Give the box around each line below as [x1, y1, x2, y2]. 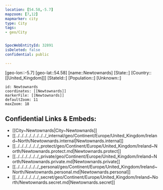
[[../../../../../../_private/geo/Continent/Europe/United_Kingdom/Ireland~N [12, 153, 157, 159]
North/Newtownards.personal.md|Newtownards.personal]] [12, 169, 131, 175]
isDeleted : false [5, 47, 41, 52]
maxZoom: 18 [5, 101, 29, 106]
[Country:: [131, 69, 152, 76]
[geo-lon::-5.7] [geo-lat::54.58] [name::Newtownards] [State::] [5, 69, 130, 76]
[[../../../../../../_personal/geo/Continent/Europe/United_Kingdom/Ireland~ [12, 164, 158, 170]
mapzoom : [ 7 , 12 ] [5, 12, 38, 17]
